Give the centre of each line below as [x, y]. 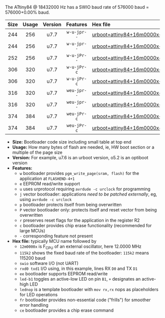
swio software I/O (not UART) [49, 263]
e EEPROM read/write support [50, 184]
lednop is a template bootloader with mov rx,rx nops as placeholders [89, 289]
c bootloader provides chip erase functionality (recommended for [86, 225]
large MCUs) [32, 231]
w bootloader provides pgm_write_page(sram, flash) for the [79, 173]
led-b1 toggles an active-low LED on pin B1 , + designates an [80, 279]
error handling [34, 305]
